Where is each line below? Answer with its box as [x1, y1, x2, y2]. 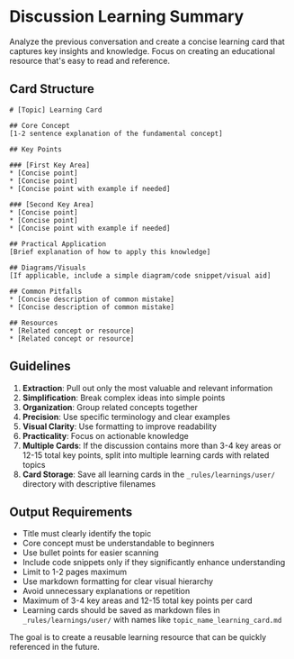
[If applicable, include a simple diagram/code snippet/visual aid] [9, 270, 272, 280]
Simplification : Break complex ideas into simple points [22, 392, 226, 403]
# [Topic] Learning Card [9, 105, 102, 114]
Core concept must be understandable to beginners [22, 538, 215, 549]
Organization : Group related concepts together [22, 401, 199, 412]
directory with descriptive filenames [22, 478, 156, 489]
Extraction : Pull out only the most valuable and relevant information [22, 382, 273, 393]
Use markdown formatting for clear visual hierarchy [22, 576, 214, 587]
